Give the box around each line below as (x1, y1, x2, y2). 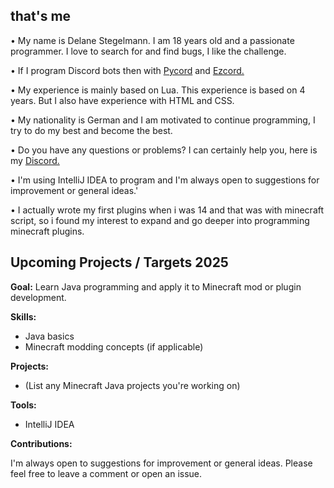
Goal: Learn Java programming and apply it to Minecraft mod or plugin (10, 280, 302, 293)
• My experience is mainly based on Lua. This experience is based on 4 (10, 84, 306, 96)
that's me (10, 8, 72, 25)
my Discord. (10, 154, 60, 166)
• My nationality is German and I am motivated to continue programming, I (10, 114, 316, 126)
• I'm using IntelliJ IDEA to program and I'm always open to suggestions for (10, 174, 320, 186)
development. (10, 291, 67, 303)
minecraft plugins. (10, 225, 85, 237)
